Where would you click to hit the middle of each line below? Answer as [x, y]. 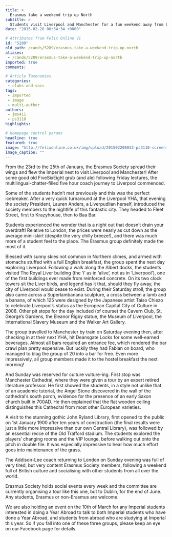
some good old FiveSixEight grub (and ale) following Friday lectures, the [81, 178]
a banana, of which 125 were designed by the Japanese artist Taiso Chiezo [84, 300]
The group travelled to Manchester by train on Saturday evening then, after [84, 332]
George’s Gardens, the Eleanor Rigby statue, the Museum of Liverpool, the [84, 316]
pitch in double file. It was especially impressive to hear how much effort [82, 445]
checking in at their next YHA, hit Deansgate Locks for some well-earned [82, 337]
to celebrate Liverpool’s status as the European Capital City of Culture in [81, 306]
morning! [15, 365]
